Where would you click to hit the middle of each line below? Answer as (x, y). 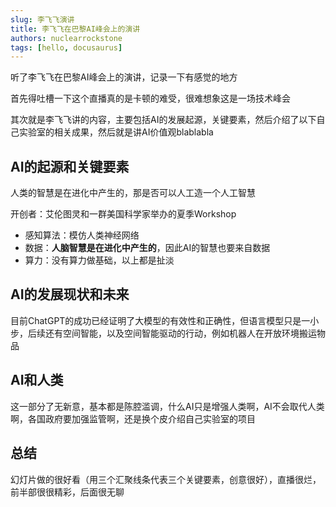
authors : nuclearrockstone (66, 38)
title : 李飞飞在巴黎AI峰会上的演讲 (75, 29)
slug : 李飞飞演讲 (42, 19)
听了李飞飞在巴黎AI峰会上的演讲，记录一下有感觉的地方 (124, 77)
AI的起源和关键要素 (70, 166)
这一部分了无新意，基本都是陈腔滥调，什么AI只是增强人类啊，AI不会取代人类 (167, 406)
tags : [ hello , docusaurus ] (66, 47)
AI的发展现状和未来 (70, 294)
